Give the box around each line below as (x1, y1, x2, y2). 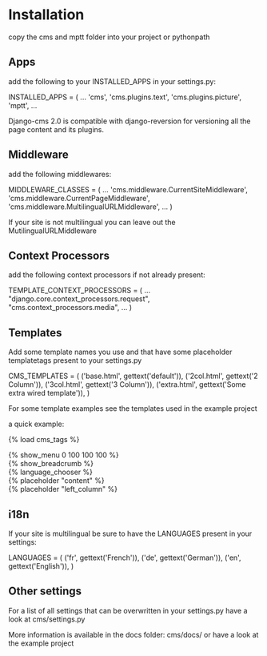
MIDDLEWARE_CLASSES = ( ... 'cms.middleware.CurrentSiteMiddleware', (8, 184, 248, 194)
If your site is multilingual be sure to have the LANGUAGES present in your (8, 529, 253, 538)
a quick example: (8, 419, 65, 429)
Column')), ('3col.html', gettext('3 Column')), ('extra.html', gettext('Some (8, 380, 246, 389)
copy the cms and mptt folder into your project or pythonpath (8, 32, 210, 42)
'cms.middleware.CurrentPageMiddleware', (8, 193, 150, 203)
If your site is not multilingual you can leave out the (8, 217, 176, 227)
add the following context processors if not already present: (8, 270, 205, 280)
